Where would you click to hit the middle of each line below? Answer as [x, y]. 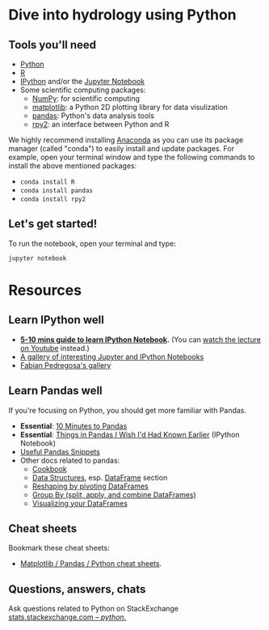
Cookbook [49, 469]
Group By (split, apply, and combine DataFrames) [114, 494]
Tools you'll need [53, 45]
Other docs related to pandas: [70, 460]
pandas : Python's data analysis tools [93, 116]
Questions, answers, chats [77, 589]
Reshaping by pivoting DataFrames [90, 486]
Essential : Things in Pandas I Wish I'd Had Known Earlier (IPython [130, 434]
